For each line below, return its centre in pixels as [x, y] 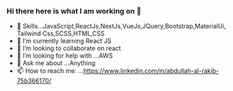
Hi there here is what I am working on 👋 [74, 11]
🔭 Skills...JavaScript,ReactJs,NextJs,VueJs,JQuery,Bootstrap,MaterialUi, [121, 26]
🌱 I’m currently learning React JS [64, 41]
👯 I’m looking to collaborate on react [69, 49]
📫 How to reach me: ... [50, 71]
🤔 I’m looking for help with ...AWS [65, 56]
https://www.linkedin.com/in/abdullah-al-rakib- [151, 71]
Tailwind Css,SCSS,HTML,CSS [61, 33]
